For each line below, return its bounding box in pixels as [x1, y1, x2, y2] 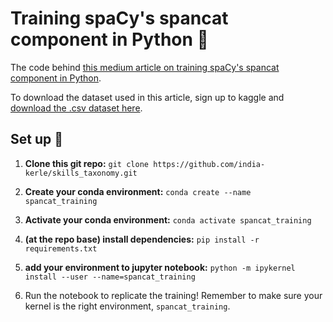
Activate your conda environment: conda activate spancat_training [24, 213, 312, 226]
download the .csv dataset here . [10, 102, 143, 114]
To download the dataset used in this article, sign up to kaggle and [10, 91, 285, 103]
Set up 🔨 [10, 131, 63, 148]
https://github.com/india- [153, 159, 266, 169]
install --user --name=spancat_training [24, 272, 196, 282]
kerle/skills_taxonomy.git [24, 168, 138, 178]
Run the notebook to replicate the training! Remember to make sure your [24, 289, 323, 301]
